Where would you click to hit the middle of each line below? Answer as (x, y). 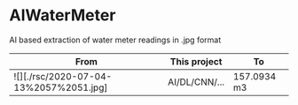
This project (196, 61)
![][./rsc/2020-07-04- (63, 76)
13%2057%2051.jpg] (61, 87)
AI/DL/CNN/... (196, 82)
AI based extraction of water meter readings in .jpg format (115, 40)
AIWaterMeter (63, 15)
